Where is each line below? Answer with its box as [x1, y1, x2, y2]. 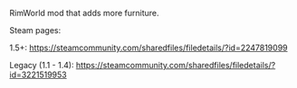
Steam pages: [9, 25, 62, 35]
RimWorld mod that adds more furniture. [9, 8, 160, 18]
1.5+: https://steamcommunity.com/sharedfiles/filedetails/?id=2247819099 [9, 42, 288, 53]
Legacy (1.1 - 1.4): [9, 60, 74, 70]
